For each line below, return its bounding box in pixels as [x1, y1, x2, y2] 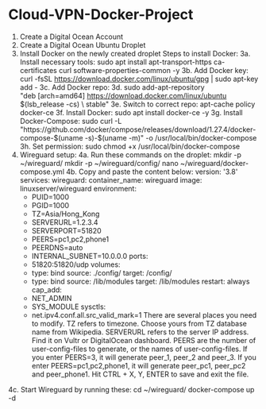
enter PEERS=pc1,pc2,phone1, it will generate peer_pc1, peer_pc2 [31, 361, 246, 370]
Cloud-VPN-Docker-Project [8, 6, 194, 24]
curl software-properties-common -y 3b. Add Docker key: [58, 65, 249, 75]
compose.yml [19, 167, 65, 176]
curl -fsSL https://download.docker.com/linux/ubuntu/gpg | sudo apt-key [19, 74, 259, 83]
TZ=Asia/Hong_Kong [31, 209, 100, 218]
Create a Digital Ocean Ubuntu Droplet [19, 40, 146, 49]
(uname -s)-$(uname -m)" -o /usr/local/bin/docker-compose [58, 133, 257, 142]
